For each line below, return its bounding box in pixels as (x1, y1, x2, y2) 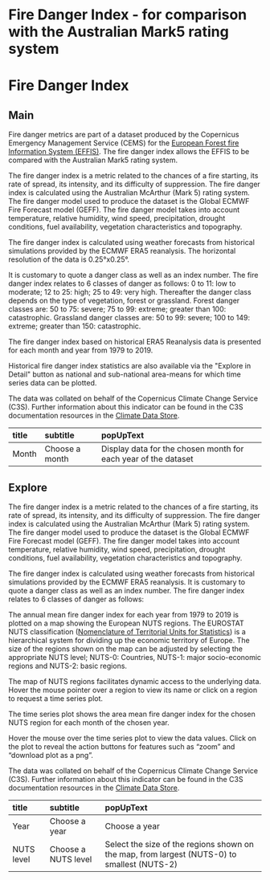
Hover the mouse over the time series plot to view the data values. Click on (8, 733, 257, 743)
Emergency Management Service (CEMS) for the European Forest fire (8, 138, 239, 148)
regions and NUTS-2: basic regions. (8, 661, 127, 670)
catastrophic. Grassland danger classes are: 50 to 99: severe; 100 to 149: (8, 313, 251, 323)
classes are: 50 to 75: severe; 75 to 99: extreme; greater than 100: (8, 304, 227, 314)
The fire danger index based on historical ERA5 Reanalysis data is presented (8, 337, 261, 347)
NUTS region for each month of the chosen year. (8, 718, 170, 727)
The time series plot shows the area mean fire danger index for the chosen (8, 709, 256, 719)
